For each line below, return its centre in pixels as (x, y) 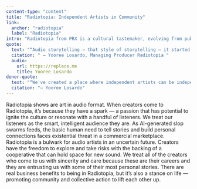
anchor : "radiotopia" (38, 28)
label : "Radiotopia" (36, 33)
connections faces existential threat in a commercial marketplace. (86, 136)
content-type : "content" (36, 11)
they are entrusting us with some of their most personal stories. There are (95, 167)
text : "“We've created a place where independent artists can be (93, 83)
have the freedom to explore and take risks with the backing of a (84, 148)
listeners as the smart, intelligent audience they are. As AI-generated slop (95, 123)
